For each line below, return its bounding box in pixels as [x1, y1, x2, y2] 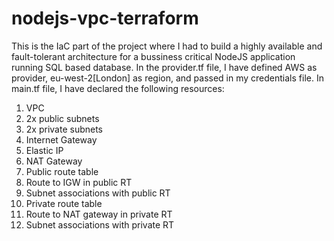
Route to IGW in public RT [25, 176, 133, 188]
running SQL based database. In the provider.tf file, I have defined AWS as [11, 61, 318, 73]
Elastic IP [25, 144, 64, 156]
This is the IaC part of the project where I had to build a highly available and [11, 40, 323, 52]
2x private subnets [25, 123, 103, 135]
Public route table [25, 165, 99, 177]
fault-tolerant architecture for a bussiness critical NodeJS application [11, 50, 296, 62]
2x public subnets [25, 112, 100, 124]
